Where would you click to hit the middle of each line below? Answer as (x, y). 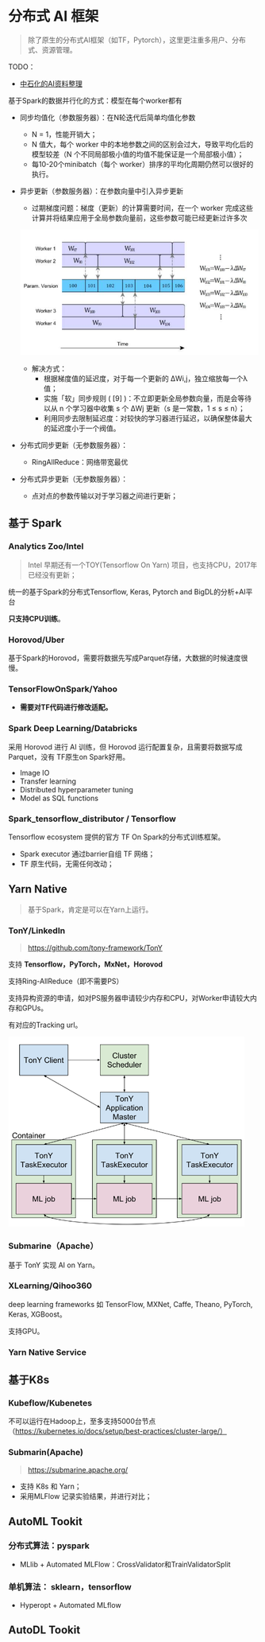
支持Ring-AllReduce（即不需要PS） (66, 981)
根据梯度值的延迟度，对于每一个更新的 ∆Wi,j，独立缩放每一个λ (146, 379)
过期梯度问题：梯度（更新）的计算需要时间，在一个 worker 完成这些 (142, 208)
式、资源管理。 (52, 49)
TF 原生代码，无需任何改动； (67, 863)
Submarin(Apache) (46, 1453)
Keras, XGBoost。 (37, 1314)
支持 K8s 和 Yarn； (50, 1486)
